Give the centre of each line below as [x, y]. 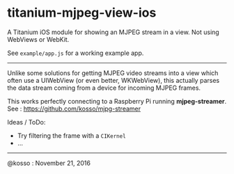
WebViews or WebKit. [38, 39]
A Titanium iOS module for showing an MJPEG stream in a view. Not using [113, 32]
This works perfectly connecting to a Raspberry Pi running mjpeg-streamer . [117, 101]
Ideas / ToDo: [26, 122]
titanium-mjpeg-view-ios [82, 13]
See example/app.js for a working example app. [76, 53]
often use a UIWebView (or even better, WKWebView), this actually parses [114, 80]
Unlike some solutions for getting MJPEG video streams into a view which [113, 73]
